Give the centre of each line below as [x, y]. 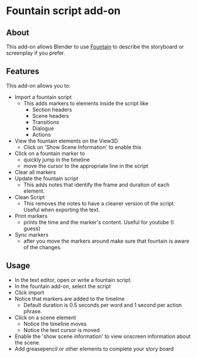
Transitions [46, 122]
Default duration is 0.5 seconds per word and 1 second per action [103, 305]
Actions [41, 134]
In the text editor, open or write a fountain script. [73, 280]
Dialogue [43, 128]
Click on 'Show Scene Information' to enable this [82, 147]
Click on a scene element [45, 317]
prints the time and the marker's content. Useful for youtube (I [98, 222]
